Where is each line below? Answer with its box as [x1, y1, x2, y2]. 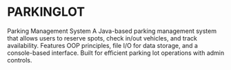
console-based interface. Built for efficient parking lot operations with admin [7, 49, 225, 57]
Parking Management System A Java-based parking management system [7, 27, 217, 35]
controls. [7, 56, 32, 64]
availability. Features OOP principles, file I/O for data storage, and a [7, 41, 199, 49]
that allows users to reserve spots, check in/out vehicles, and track [7, 34, 198, 42]
